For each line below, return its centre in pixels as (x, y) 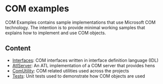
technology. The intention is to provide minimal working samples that (75, 27)
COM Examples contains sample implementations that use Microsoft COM (80, 22)
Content (18, 48)
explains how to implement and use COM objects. (56, 33)
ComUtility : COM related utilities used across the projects (71, 71)
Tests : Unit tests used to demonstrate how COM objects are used (79, 76)
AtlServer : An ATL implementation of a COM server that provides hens (83, 65)
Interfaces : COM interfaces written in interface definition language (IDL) (85, 60)
